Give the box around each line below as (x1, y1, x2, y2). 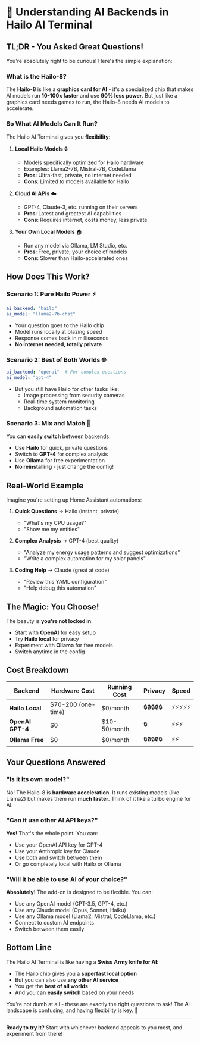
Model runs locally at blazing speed (14, 328, 102, 336)
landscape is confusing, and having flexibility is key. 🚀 (6, 1007, 139, 1014)
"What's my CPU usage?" (23, 519, 87, 527)
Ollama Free (9, 736, 44, 744)
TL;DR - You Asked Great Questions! (6, 42, 144, 52)
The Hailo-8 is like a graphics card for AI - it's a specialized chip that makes (6, 86, 194, 93)
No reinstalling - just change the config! (14, 463, 114, 471)
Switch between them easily (14, 925, 85, 933)
